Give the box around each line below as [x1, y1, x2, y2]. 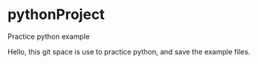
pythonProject [7, 6, 105, 24]
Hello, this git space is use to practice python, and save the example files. [7, 47, 251, 56]
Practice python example [7, 32, 90, 41]
